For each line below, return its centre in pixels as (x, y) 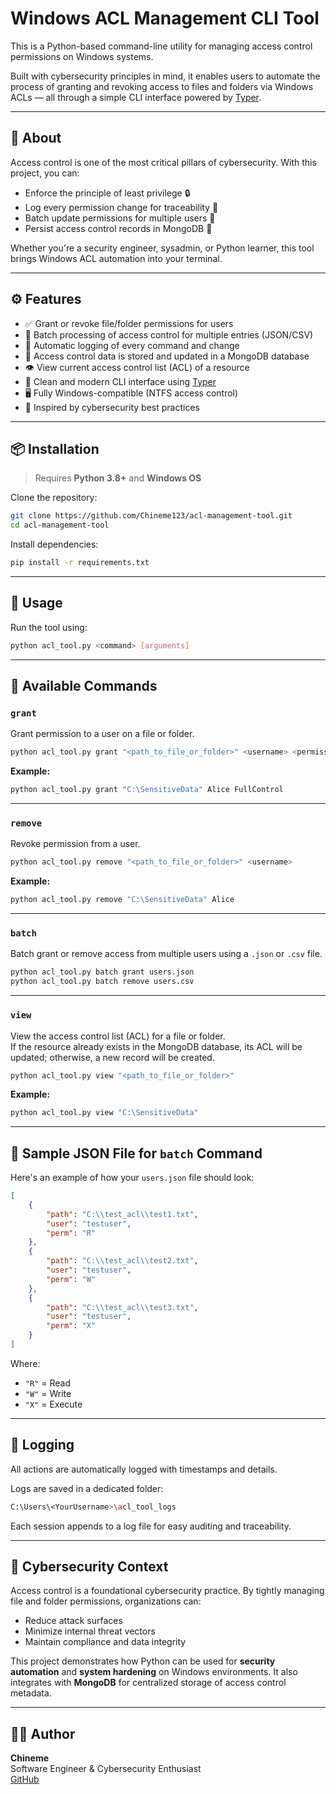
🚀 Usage (36, 603)
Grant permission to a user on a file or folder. (102, 734)
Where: (25, 1363)
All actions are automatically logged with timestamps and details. (144, 1469)
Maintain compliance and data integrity (105, 1642)
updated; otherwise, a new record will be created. (112, 1057)
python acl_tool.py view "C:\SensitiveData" (104, 1113)
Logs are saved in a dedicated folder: (87, 1488)
